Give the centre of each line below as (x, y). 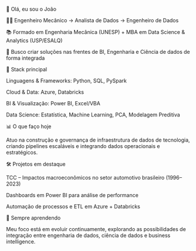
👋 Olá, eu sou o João (31, 9)
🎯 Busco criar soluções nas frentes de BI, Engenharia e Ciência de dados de (98, 52)
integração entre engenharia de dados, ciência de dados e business (88, 235)
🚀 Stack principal (27, 69)
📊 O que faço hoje (29, 126)
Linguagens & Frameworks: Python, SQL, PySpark (67, 81)
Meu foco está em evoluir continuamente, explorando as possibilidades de (96, 229)
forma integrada (26, 58)
